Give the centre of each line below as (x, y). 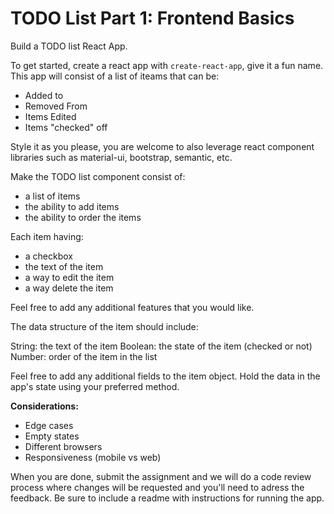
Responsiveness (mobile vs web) (93, 457)
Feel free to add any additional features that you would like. (132, 307)
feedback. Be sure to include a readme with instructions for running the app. (167, 498)
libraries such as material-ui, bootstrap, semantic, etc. (121, 157)
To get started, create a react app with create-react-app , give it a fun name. (167, 65)
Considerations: (44, 406)
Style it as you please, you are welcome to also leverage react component (162, 146)
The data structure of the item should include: (104, 326)
